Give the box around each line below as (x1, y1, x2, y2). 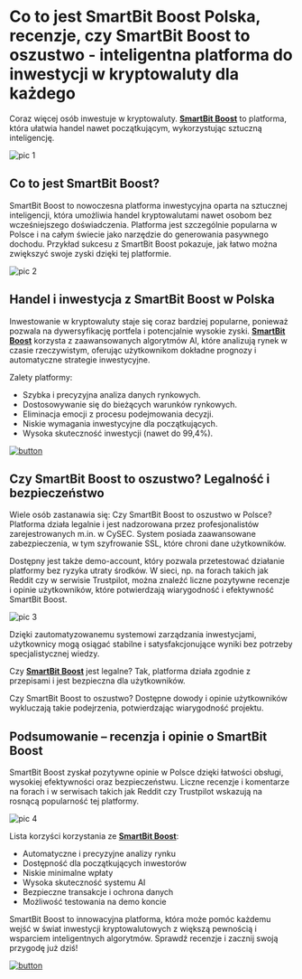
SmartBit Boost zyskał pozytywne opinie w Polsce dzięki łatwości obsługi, (9, 767, 284, 778)
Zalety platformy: (9, 372, 73, 382)
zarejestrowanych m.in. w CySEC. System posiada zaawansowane (9, 529, 257, 540)
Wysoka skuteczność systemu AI (22, 877, 146, 888)
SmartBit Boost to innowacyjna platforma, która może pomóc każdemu (9, 914, 271, 925)
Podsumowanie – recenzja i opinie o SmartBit (9, 729, 268, 744)
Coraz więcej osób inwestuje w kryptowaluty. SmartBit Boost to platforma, (9, 113, 287, 124)
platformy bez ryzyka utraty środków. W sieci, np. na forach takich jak (9, 565, 269, 576)
